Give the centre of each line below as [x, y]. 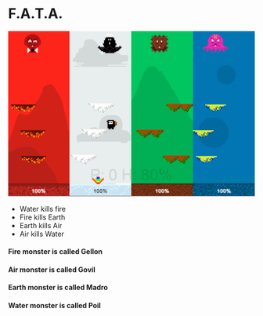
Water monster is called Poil [55, 305]
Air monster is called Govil [52, 269]
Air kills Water [42, 234]
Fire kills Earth [42, 217]
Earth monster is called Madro [58, 288]
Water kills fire [43, 209]
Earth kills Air [41, 225]
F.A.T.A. [36, 14]
